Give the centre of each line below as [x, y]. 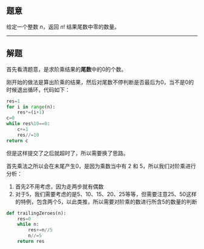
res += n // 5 [40, 230]
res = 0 [24, 219]
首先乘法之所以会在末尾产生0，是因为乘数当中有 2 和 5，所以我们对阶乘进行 [101, 166]
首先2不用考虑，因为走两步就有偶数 [59, 186]
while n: [28, 224]
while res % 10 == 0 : [28, 124]
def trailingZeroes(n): [36, 213]
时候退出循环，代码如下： [38, 89]
